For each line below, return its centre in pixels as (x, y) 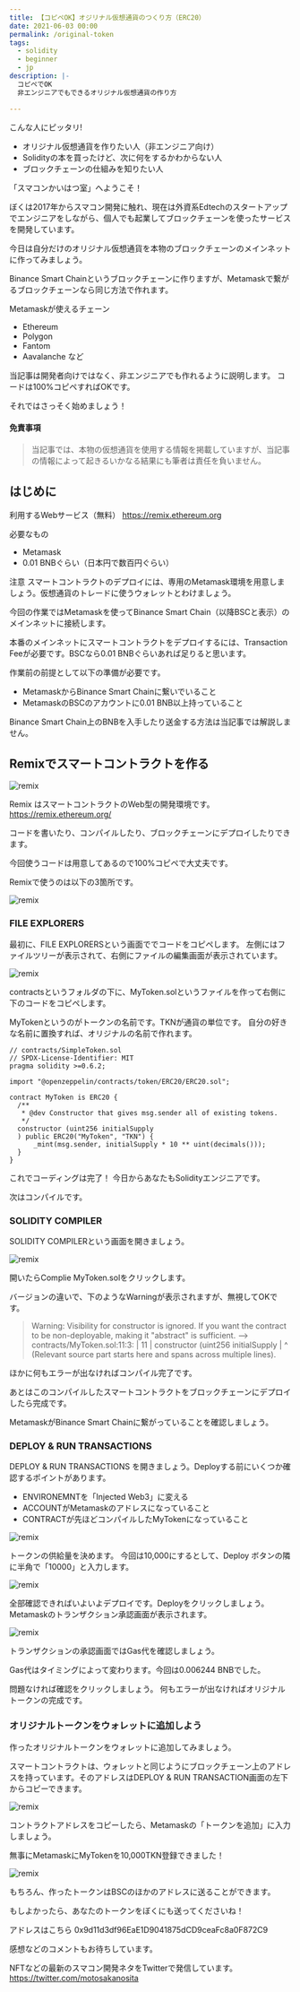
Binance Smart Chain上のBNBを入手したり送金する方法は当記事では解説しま (150, 722)
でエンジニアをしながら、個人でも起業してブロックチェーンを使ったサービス (150, 218)
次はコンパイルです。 (48, 1197)
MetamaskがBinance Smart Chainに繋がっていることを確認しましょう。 (141, 1422)
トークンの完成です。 (48, 1701)
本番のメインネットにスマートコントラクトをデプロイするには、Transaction (149, 642)
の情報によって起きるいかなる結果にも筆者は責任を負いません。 (148, 460)
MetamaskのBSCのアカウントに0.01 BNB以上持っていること (133, 702)
